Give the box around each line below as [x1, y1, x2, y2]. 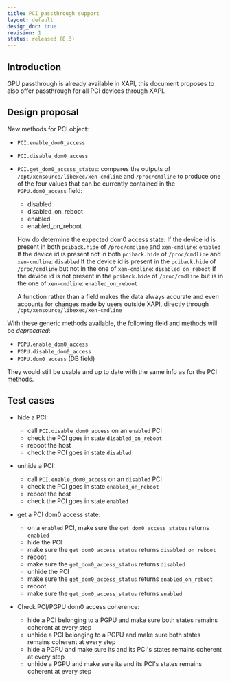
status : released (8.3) [7, 36, 76, 43]
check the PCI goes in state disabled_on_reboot [27, 434, 163, 442]
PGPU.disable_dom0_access [16, 348, 91, 355]
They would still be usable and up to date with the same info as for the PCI [7, 367, 218, 375]
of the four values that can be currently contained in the [16, 179, 176, 188]
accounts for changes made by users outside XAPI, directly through [16, 300, 209, 308]
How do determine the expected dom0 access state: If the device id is [16, 235, 216, 243]
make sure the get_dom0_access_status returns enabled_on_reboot [27, 575, 214, 583]
